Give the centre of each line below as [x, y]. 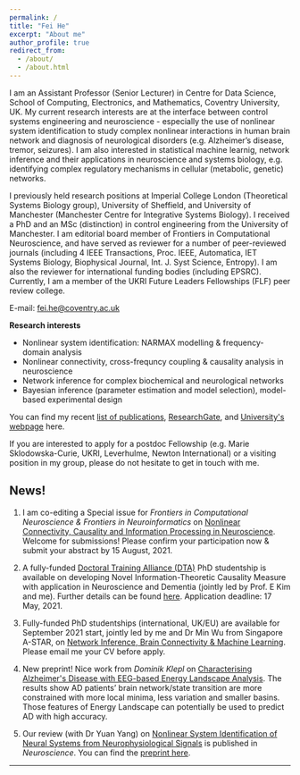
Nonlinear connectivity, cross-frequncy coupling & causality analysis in [153, 361]
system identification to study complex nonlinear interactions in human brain [150, 131]
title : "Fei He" [39, 26]
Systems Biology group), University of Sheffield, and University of [130, 205]
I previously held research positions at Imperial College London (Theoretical [149, 195]
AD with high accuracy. [65, 716]
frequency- [243, 342]
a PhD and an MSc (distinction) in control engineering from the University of [149, 223]
